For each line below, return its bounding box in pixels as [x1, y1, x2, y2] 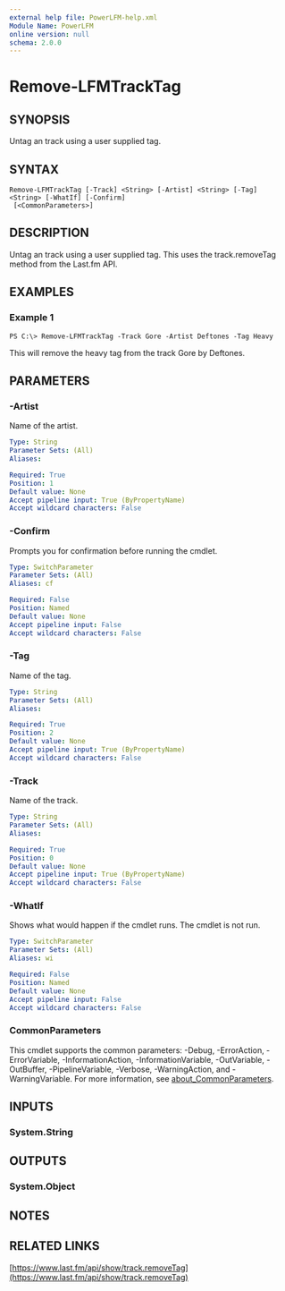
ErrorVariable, [9, 1054, 61, 1065]
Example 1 [9, 311, 54, 324]
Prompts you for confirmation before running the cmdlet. [9, 545, 218, 556]
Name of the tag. [9, 670, 71, 681]
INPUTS [9, 1100, 54, 1115]
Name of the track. [9, 795, 79, 806]
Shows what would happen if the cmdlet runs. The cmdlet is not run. [9, 920, 261, 930]
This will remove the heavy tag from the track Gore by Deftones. [9, 347, 246, 358]
